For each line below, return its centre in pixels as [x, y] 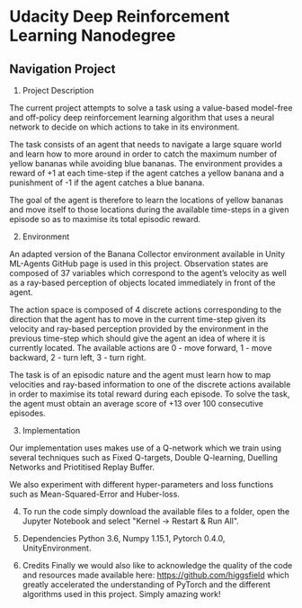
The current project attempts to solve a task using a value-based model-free [151, 108]
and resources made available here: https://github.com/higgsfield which [155, 575]
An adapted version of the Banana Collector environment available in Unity [147, 254]
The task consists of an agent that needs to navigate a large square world [146, 144]
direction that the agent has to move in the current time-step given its [138, 319]
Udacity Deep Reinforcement [120, 17]
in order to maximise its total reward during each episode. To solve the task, [150, 394]
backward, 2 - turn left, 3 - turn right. [78, 358]
